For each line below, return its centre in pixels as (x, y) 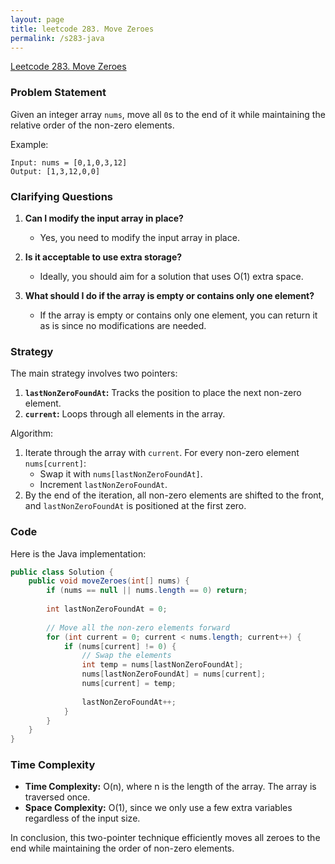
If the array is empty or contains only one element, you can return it (178, 315)
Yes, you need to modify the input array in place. (139, 237)
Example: (29, 144)
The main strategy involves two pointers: (94, 373)
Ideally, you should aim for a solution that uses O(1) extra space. (171, 276)
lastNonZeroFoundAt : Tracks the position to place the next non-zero (163, 393)
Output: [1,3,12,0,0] (55, 171)
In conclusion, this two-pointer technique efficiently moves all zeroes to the (165, 838)
